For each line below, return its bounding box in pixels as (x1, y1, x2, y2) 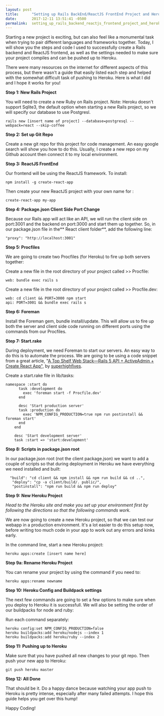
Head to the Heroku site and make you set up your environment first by (5, 502, 148, 508)
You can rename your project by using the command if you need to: (5, 569, 141, 575)
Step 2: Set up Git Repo (5, 131, 53, 137)
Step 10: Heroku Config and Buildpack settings (5, 587, 102, 593)
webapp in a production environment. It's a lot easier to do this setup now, (5, 522, 154, 528)
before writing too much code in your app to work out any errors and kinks (5, 527, 155, 533)
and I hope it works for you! (5, 80, 61, 86)
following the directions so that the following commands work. (5, 507, 131, 513)
